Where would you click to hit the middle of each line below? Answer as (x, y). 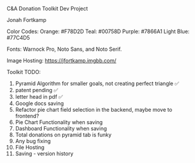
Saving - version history (44, 154)
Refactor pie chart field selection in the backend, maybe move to (94, 110)
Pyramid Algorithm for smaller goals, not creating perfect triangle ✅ (97, 83)
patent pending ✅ (37, 90)
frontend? (27, 116)
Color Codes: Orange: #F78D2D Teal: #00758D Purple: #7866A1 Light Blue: (98, 31)
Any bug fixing (33, 141)
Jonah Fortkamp (27, 20)
